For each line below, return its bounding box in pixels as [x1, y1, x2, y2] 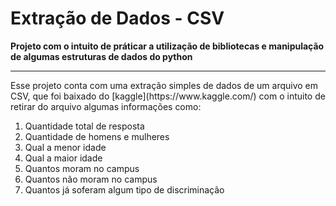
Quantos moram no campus [24, 162, 140, 174]
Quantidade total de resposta [24, 120, 145, 132]
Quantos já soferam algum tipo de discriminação [24, 183, 225, 196]
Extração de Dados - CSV [10, 7, 225, 30]
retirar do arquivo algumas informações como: [10, 100, 202, 112]
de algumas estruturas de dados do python [10, 50, 193, 62]
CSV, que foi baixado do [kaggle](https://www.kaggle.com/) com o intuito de [10, 90, 326, 102]
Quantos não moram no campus [24, 173, 158, 185]
